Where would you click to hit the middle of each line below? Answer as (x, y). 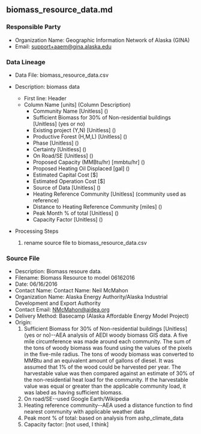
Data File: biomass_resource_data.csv (62, 75)
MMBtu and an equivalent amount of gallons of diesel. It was (99, 361)
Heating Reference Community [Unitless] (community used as (109, 194)
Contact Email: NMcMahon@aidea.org (62, 310)
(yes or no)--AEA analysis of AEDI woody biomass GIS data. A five (106, 335)
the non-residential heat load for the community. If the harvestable (106, 380)
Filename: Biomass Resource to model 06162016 (75, 278)
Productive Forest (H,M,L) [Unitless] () (80, 136)
